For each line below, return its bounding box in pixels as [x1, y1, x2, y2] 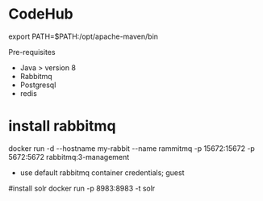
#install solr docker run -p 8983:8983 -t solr [8, 183, 156, 193]
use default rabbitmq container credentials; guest [19, 167, 185, 178]
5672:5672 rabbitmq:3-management [8, 152, 130, 161]
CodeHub [8, 5, 74, 23]
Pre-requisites [8, 47, 56, 57]
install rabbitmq [8, 117, 116, 136]
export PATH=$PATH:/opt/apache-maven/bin [8, 31, 159, 41]
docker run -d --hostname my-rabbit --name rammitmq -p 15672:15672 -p [8, 143, 256, 153]
